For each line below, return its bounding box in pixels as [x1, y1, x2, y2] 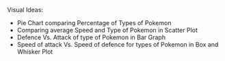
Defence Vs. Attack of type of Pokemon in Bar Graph [16, 33, 166, 41]
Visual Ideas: [7, 6, 43, 14]
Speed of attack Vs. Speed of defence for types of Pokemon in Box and [16, 41, 219, 48]
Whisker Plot [16, 47, 53, 56]
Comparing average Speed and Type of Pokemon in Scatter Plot [16, 26, 198, 34]
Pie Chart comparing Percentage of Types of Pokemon [16, 19, 172, 26]
